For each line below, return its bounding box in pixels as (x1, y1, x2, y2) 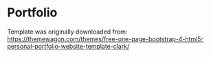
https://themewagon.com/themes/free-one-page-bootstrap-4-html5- (7, 34, 204, 43)
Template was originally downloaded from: (7, 27, 128, 36)
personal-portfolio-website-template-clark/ (7, 42, 130, 50)
